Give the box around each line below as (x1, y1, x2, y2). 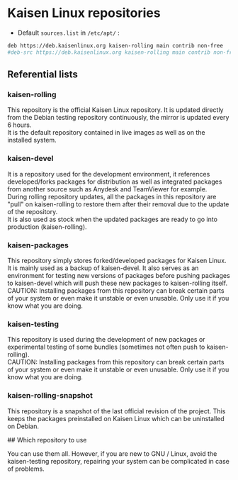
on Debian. (7, 422, 39, 430)
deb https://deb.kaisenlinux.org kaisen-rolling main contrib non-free (7, 42, 223, 49)
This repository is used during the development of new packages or (7, 335, 205, 344)
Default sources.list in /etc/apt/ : (17, 28, 120, 37)
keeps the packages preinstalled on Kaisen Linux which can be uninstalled (7, 414, 225, 423)
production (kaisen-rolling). (7, 222, 87, 231)
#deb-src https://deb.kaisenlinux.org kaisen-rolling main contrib (7, 48, 211, 56)
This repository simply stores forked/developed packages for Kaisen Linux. (7, 256, 227, 264)
